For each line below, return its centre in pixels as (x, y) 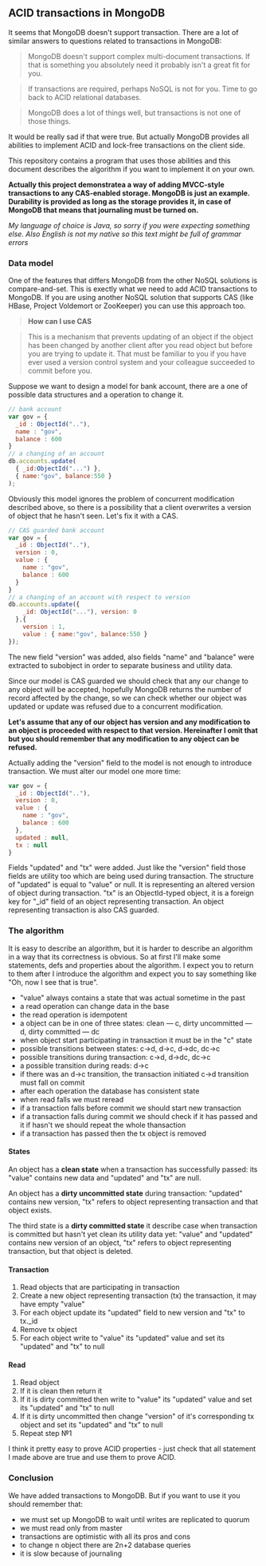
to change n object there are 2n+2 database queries (105, 1544)
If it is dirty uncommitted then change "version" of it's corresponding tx (137, 1417)
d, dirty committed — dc (59, 1031)
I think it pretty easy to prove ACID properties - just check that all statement (132, 1449)
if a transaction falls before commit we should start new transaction (130, 1108)
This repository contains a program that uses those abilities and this (119, 160)
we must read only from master (71, 1528)
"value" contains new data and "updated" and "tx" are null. (105, 1177)
